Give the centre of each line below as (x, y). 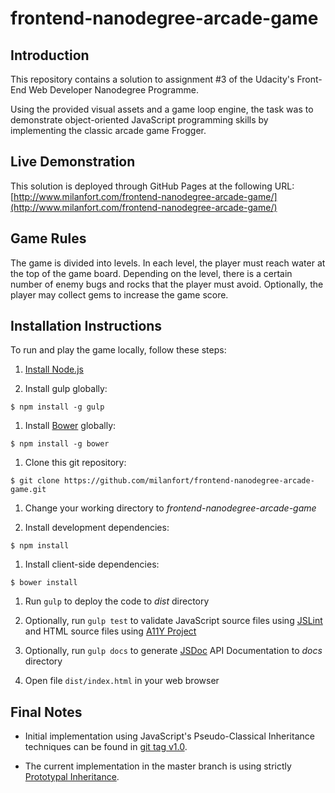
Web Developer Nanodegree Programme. (113, 90)
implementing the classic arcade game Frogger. (108, 130)
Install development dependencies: (97, 528)
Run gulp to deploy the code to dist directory (117, 601)
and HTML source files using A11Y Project (110, 631)
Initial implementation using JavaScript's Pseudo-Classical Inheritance (169, 736)
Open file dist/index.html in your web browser (122, 681)
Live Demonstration (73, 162)
